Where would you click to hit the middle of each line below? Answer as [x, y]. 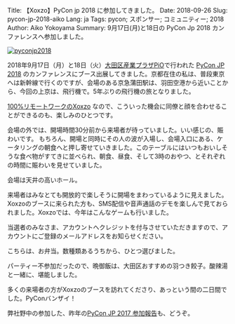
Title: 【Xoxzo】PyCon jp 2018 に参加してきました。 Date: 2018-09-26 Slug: [117, 10]
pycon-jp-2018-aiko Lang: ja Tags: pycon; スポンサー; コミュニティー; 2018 [116, 19]
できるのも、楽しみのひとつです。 [68, 115]
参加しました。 [66, 36]
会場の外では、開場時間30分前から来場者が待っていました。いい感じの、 [112, 130]
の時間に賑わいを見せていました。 [56, 165]
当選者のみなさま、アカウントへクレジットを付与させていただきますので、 [115, 227]
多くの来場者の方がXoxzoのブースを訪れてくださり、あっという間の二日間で [117, 289]
